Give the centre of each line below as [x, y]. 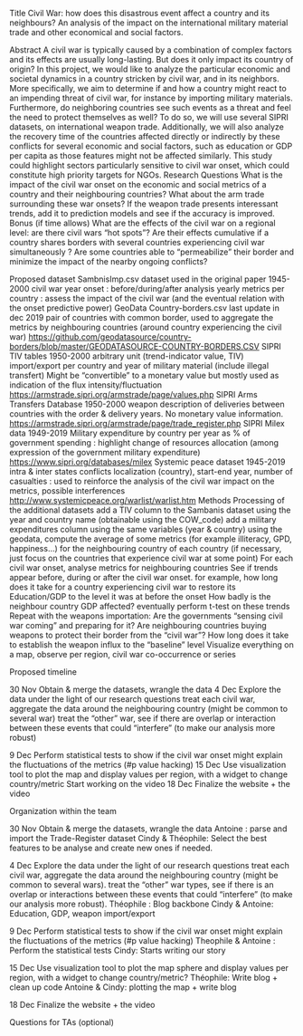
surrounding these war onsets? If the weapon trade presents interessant [144, 204]
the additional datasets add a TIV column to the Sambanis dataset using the [150, 510]
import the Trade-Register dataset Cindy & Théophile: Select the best [138, 838]
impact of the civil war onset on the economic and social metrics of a [138, 184]
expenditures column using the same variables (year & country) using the [146, 529]
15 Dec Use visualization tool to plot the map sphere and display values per [149, 968]
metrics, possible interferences [67, 491]
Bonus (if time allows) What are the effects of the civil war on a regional [142, 223]
